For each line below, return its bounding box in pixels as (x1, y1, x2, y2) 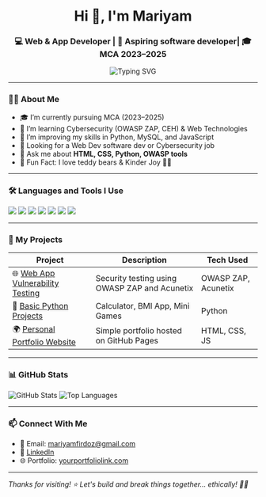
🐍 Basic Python (12, 301, 69, 312)
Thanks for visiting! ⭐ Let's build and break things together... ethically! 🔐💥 (8, 479, 249, 489)
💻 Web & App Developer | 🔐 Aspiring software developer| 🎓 (14, 36, 252, 47)
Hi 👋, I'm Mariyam (74, 7, 192, 25)
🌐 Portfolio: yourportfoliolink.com (19, 455, 129, 465)
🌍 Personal (12, 324, 55, 335)
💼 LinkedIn (19, 447, 55, 457)
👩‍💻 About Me (8, 94, 59, 105)
